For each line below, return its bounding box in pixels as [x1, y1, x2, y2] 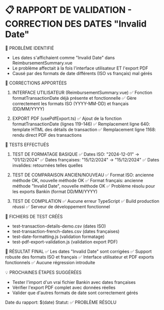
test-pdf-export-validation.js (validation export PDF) [12, 238, 118, 245]
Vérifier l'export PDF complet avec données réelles [12, 284, 116, 290]
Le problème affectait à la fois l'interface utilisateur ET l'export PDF [12, 65, 149, 71]
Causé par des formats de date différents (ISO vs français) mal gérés [12, 70, 153, 76]
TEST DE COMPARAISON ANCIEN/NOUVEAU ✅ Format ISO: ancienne [12, 172, 154, 178]
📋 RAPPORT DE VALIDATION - [5, 4, 132, 16]
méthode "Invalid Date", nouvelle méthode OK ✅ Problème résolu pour [12, 183, 155, 189]
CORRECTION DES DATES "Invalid [5, 18, 147, 30]
